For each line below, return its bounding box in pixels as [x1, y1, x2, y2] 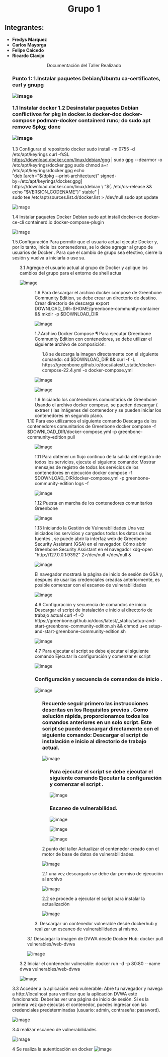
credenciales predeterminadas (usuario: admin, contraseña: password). [12, 1007, 160, 1013]
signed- [100, 173, 117, 179]
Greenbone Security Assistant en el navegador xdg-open [34, 546, 153, 553]
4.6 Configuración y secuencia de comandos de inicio [34, 602, 147, 608]
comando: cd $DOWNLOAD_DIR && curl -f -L [42, 356, 135, 362]
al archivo [42, 876, 62, 882]
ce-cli [12, 219, 25, 225]
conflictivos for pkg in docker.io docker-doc [12, 111, 122, 118]
